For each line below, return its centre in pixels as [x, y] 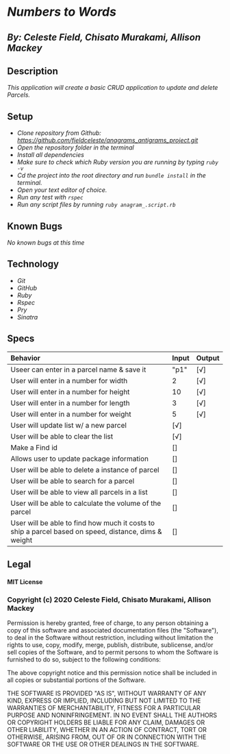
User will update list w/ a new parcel [68, 425]
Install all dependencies [50, 155]
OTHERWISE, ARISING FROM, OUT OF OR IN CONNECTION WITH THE [107, 737]
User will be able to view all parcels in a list [79, 492]
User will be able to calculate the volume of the [86, 503]
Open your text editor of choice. [62, 190]
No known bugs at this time [46, 243]
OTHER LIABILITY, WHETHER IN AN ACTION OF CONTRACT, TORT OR [107, 729]
